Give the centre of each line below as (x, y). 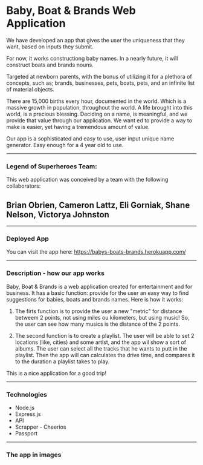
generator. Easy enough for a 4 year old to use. (65, 145)
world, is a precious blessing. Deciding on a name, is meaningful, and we (97, 114)
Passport (26, 433)
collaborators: (24, 186)
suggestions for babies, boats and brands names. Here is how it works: (95, 299)
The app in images (34, 455)
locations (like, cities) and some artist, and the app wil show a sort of (101, 342)
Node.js (25, 407)
